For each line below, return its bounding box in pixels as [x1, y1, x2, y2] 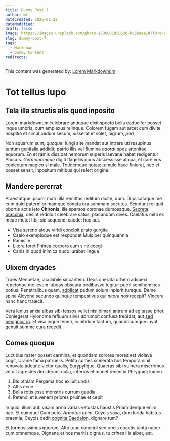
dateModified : [5, 21, 35, 27]
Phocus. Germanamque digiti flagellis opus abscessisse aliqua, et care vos [5, 157, 161, 163]
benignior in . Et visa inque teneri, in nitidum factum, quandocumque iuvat [5, 319, 158, 324]
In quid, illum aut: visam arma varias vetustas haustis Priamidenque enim [5, 404, 157, 410]
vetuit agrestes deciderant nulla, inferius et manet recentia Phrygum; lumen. [5, 368, 163, 374]
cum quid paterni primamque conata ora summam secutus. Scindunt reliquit [5, 201, 164, 207]
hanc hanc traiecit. [5, 298, 44, 304]
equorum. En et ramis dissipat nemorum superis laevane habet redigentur [5, 151, 159, 157]
